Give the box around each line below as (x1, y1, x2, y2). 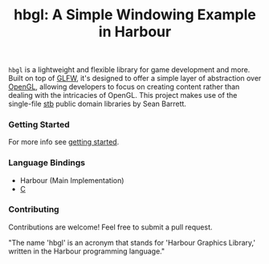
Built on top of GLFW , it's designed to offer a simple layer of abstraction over (8, 73, 262, 83)
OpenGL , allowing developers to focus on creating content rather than (8, 82, 240, 91)
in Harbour (98, 22, 172, 41)
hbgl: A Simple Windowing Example (13, 6, 257, 24)
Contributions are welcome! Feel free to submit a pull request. (8, 222, 213, 232)
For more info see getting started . (8, 137, 120, 147)
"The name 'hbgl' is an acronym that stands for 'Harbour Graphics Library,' (8, 238, 255, 247)
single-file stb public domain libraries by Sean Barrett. (8, 99, 187, 108)
